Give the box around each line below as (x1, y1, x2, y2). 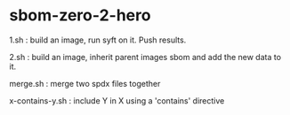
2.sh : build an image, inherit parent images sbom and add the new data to (9, 51, 282, 62)
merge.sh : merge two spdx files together (9, 78, 161, 88)
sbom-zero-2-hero (9, 5, 151, 26)
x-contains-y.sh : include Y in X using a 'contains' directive (9, 95, 225, 106)
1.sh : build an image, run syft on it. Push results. (9, 34, 187, 45)
